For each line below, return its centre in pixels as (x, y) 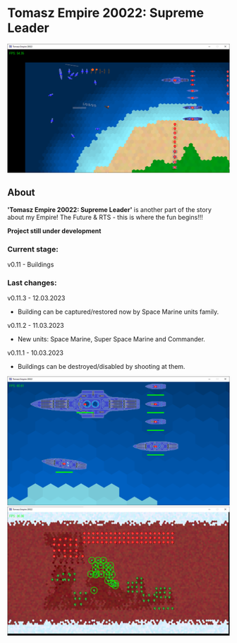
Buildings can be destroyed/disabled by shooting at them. (101, 367)
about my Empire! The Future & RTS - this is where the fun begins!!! (105, 217)
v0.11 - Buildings (31, 264)
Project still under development (54, 230)
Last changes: (32, 283)
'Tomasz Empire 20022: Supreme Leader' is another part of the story (109, 209)
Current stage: (33, 249)
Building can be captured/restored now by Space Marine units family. (118, 312)
